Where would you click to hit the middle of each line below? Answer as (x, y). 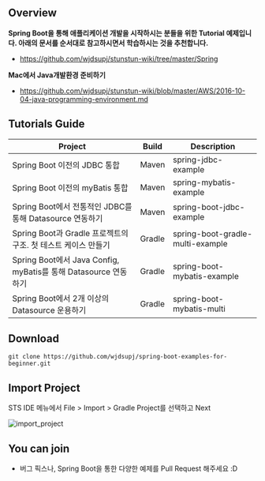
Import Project (44, 387)
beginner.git (30, 364)
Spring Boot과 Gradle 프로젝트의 (70, 233)
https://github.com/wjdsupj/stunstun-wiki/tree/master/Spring (119, 58)
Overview (33, 13)
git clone (24, 357)
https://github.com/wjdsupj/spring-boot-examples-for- (135, 357)
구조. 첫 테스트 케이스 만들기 (61, 245)
